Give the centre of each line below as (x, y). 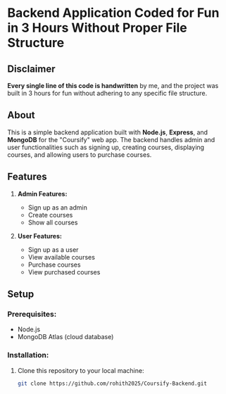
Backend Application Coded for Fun (113, 13)
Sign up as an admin (58, 207)
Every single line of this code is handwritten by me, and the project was (113, 85)
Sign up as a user (53, 249)
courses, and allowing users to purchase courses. (80, 154)
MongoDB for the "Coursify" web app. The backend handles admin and (111, 139)
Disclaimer (31, 69)
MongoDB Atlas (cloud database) (65, 337)
